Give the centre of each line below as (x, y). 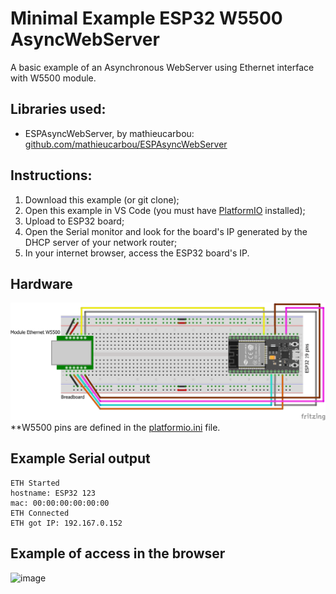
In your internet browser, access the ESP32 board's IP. (137, 253)
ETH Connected (40, 513)
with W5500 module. (53, 78)
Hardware (41, 283)
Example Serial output (80, 458)
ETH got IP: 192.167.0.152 (66, 523)
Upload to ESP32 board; (74, 221)
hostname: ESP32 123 (53, 493)
